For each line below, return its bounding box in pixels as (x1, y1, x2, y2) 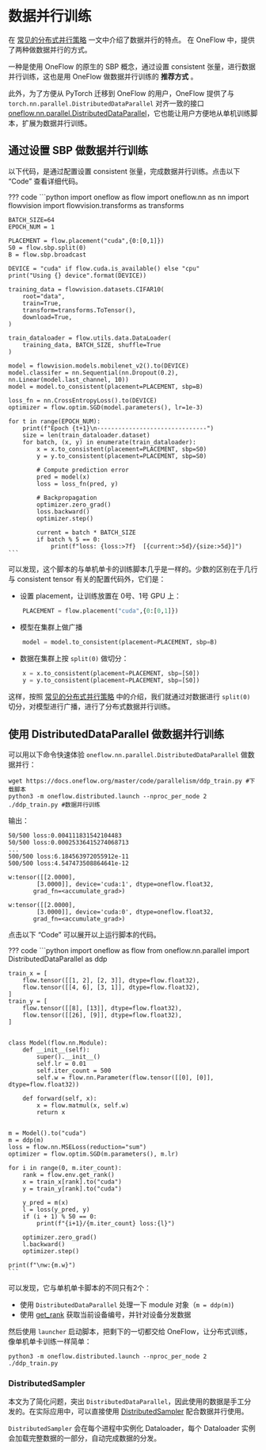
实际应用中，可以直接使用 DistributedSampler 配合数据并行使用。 (35, 1406, 249, 1417)
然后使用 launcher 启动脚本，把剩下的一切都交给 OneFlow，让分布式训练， (8, 1327, 252, 1337)
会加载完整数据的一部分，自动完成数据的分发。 (8, 1433, 161, 1443)
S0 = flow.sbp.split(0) (8, 244, 87, 252)
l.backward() (22, 1240, 66, 1248)
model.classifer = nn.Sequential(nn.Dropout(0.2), (8, 368, 179, 377)
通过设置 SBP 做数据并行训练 (8, 144, 149, 157)
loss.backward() (36, 507, 90, 516)
